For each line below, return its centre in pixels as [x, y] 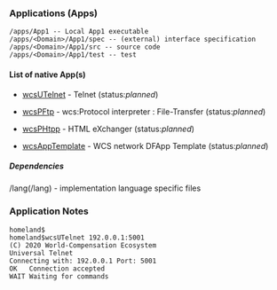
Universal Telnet [41, 253]
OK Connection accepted [57, 269]
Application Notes [49, 211]
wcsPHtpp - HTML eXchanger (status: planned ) [108, 129]
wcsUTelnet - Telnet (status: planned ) [90, 94]
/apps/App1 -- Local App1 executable [79, 32]
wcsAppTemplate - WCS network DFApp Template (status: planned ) [145, 145]
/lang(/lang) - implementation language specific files [105, 188]
